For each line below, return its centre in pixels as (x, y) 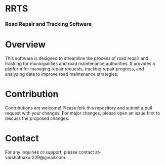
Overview (25, 45)
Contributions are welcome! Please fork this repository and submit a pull (79, 108)
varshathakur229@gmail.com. (36, 157)
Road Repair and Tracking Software (48, 24)
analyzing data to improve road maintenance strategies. (62, 74)
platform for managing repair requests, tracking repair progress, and (75, 69)
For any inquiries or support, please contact (50, 152)
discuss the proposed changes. (37, 118)
